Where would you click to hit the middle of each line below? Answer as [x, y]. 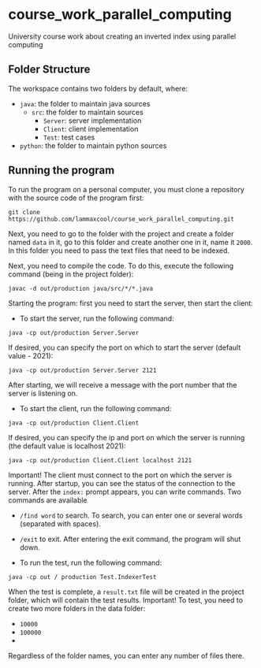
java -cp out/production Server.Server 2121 [82, 370]
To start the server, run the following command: [97, 318]
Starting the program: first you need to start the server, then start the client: [131, 303]
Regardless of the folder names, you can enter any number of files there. [126, 655]
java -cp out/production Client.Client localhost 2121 [100, 460]
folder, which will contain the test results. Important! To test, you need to [125, 599]
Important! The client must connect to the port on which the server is [120, 475]
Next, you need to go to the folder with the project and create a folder [121, 233]
